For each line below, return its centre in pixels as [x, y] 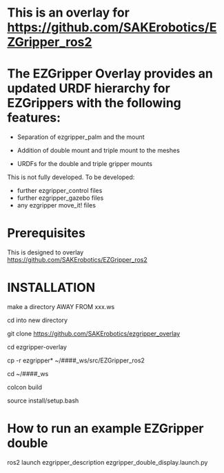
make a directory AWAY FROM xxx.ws [61, 307]
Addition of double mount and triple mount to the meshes [99, 151]
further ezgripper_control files [60, 191]
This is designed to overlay [45, 252]
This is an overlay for [68, 13]
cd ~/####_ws [28, 374]
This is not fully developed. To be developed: [71, 177]
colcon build [25, 387]
